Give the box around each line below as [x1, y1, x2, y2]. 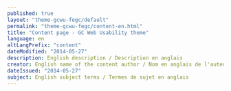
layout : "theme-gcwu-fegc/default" [7, 16, 109, 23]
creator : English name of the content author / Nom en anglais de [7, 61, 201, 68]
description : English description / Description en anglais [7, 55, 184, 62]
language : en [7, 36, 45, 42]
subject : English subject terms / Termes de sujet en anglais [7, 73, 189, 81]
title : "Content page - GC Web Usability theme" [7, 29, 149, 36]
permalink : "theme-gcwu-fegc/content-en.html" [7, 23, 143, 29]
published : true [7, 10, 54, 17]
